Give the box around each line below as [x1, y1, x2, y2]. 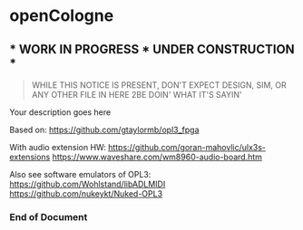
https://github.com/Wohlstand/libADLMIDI [9, 178, 166, 189]
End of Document [9, 210, 88, 223]
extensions [9, 151, 51, 162]
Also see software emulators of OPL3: [9, 169, 151, 179]
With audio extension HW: [9, 142, 106, 152]
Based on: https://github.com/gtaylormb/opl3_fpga [9, 124, 200, 135]
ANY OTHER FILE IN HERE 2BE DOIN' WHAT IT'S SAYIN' [31, 90, 242, 100]
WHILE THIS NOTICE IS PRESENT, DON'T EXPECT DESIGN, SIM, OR [31, 80, 288, 91]
